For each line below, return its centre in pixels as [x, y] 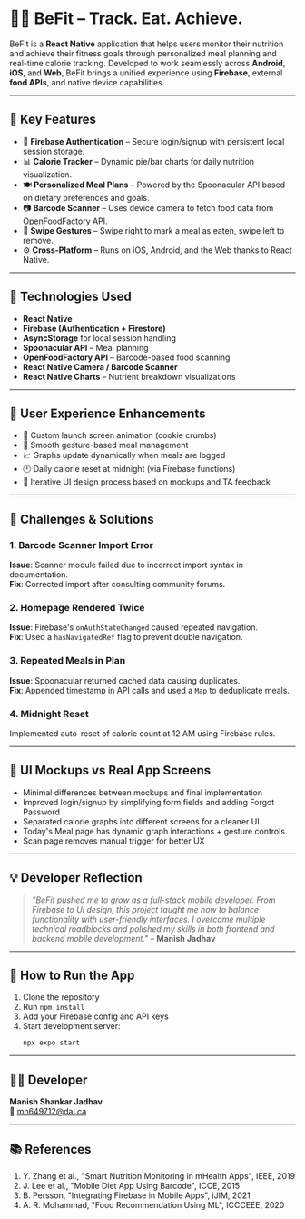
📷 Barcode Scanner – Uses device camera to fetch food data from [148, 207]
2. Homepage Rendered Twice [77, 607]
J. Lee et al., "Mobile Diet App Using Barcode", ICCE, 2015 [131, 1185]
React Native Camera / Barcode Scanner [100, 366]
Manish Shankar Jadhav [56, 1102]
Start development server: [71, 1026]
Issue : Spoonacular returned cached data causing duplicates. [125, 680]
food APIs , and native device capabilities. [87, 82]
